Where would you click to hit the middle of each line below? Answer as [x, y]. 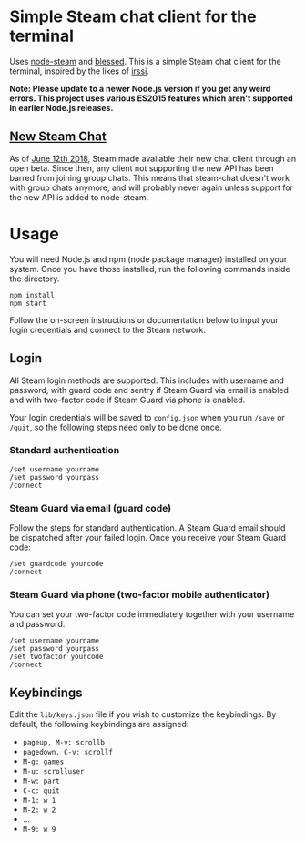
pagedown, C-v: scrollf [68, 753]
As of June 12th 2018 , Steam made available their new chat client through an [153, 158]
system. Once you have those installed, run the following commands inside [150, 269]
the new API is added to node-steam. [79, 197]
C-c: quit [41, 791]
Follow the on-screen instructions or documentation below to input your [144, 319]
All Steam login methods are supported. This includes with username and [147, 380]
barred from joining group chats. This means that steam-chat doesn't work [149, 177]
